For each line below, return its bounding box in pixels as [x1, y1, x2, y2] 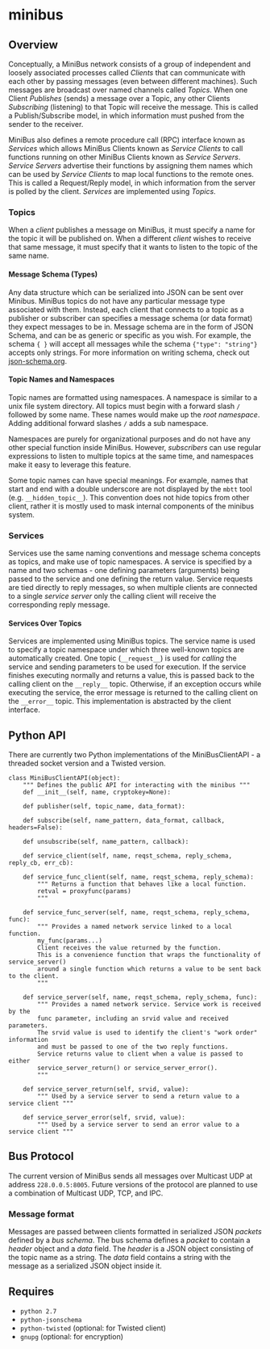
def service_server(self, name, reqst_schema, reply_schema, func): [23, 993, 258, 1001]
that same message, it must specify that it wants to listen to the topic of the [8, 242, 258, 252]
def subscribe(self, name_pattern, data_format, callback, [23, 816, 226, 825]
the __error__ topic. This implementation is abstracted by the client [8, 697, 231, 706]
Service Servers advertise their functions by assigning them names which [8, 161, 253, 171]
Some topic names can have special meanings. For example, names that [8, 475, 248, 485]
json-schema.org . [8, 356, 67, 365]
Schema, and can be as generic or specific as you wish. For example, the [8, 330, 251, 340]
